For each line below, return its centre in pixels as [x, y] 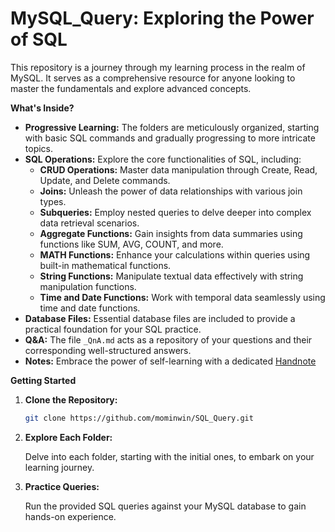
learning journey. [59, 467]
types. [53, 201]
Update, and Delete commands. [105, 180]
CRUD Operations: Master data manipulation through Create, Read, [178, 169]
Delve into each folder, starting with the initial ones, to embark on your [169, 456]
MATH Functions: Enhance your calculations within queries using [175, 254]
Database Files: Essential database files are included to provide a [160, 318]
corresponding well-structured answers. [108, 350]
